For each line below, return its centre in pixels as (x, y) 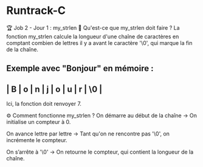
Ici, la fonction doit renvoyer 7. (44, 104)
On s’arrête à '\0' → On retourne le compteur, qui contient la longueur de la (100, 152)
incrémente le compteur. (37, 140)
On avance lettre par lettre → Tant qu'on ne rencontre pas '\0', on (88, 134)
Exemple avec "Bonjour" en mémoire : (80, 68)
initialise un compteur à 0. (39, 122)
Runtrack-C (36, 11)
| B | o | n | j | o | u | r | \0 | (54, 89)
